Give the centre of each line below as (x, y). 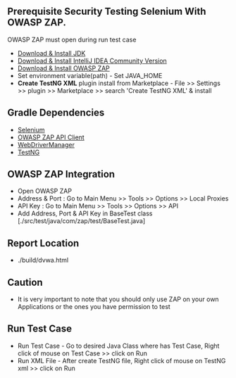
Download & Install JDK (51, 53)
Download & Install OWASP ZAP (64, 68)
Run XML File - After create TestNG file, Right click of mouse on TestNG (122, 360)
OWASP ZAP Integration (61, 174)
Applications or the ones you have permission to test (94, 307)
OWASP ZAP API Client (51, 137)
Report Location (43, 243)
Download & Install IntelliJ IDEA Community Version (92, 61)
